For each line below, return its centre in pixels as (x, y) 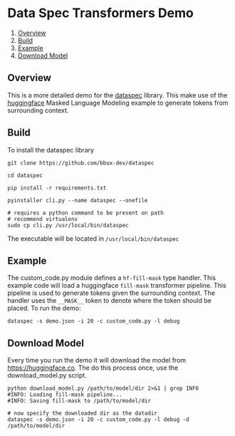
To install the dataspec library (51, 150)
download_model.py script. (47, 375)
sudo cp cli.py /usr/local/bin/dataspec (68, 225)
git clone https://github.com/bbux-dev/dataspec (81, 163)
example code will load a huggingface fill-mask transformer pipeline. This (117, 286)
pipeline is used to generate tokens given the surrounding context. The (111, 293)
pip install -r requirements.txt (57, 188)
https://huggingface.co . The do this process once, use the (93, 368)
